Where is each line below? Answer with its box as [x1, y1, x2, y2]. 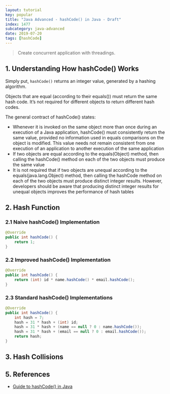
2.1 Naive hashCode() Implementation [5, 219, 100, 225]
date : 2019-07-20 [5, 31, 42, 36]
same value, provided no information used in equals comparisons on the [12, 134, 164, 140]
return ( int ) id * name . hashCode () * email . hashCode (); [14, 277, 135, 282]
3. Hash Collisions [5, 353, 63, 361]
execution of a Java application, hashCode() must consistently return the [12, 129, 165, 135]
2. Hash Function [5, 203, 60, 212]
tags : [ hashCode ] [5, 36, 42, 41]
